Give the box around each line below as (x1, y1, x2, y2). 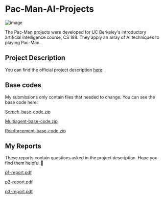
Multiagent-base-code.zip (5, 118, 58, 124)
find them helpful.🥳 (5, 160, 44, 166)
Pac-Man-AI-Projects (5, 3, 94, 15)
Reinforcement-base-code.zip (5, 127, 66, 133)
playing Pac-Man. (5, 39, 41, 45)
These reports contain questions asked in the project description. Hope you (5, 155, 158, 161)
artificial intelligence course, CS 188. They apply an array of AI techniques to (5, 34, 160, 40)
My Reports (5, 142, 42, 150)
